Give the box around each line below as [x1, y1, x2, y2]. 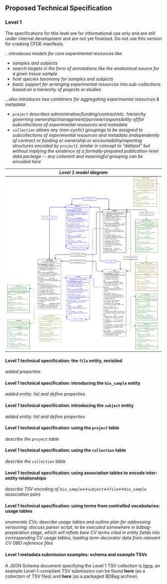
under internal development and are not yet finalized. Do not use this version [5, 35, 162, 41]
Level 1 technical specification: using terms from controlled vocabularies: [5, 502, 161, 508]
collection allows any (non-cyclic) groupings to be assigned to [12, 127, 143, 133]
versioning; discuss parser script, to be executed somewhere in [5, 524, 135, 530]
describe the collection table [5, 458, 66, 464]
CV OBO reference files [5, 540, 53, 546]
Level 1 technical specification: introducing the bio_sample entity [5, 380, 141, 386]
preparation [5, 529, 30, 536]
